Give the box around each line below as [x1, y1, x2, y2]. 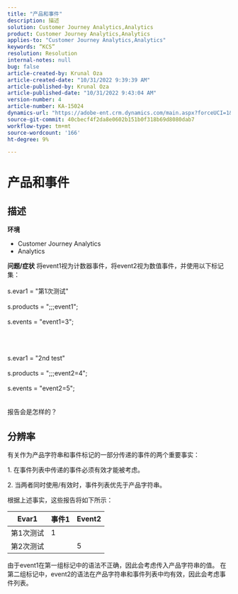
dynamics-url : [7, 109, 50, 116]
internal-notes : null [7, 57, 72, 64]
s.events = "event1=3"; [7, 317, 74, 326]
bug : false [7, 63, 40, 70]
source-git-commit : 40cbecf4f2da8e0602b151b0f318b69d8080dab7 [7, 116, 195, 123]
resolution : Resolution [7, 50, 78, 57]
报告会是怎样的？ [7, 407, 57, 416]
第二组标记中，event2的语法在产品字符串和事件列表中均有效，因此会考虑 [7, 570, 220, 578]
